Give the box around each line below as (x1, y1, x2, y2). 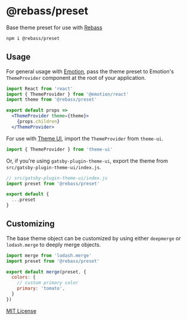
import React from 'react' (6, 85, 73, 92)
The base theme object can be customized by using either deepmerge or (6, 234, 181, 242)
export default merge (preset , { (6, 269, 86, 275)
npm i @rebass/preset (6, 35, 60, 41)
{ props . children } (17, 119, 60, 125)
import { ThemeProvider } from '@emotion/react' (6, 91, 129, 97)
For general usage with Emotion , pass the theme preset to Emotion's (6, 67, 174, 75)
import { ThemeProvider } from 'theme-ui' (6, 146, 113, 153)
